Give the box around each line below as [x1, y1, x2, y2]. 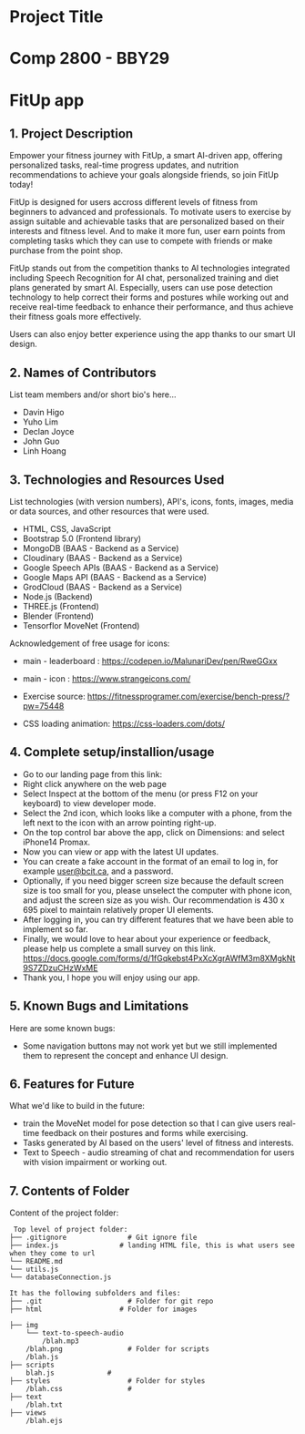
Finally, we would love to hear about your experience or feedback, [22, 933, 271, 944]
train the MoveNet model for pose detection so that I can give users [22, 1118, 277, 1129]
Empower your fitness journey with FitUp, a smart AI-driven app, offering [9, 150, 283, 161]
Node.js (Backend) [22, 591, 93, 602]
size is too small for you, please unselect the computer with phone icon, [22, 885, 293, 896]
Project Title [9, 6, 104, 27]
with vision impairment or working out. [22, 1157, 168, 1168]
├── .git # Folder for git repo [9, 1296, 214, 1306]
